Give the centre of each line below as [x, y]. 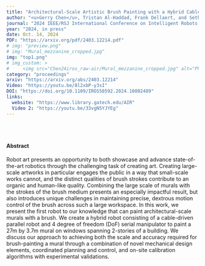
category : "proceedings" [38, 74]
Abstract [18, 146]
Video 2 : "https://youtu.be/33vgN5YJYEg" [65, 108]
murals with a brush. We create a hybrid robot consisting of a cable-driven [100, 217]
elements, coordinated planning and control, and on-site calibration [91, 250]
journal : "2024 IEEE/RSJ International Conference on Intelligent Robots [102, 23]
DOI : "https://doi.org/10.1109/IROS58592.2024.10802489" [80, 91]
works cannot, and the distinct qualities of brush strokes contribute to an [98, 179]
